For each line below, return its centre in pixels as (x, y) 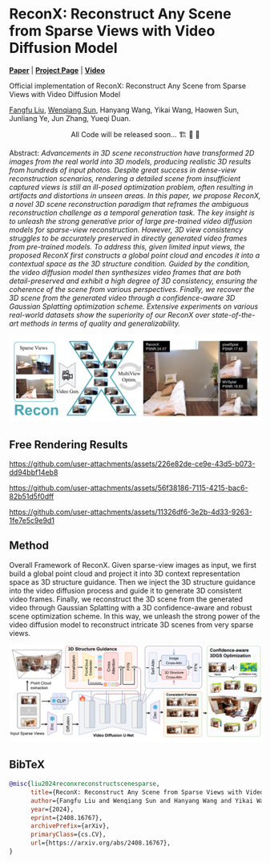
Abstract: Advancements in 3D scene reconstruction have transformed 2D (132, 152)
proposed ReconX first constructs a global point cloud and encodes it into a (135, 255)
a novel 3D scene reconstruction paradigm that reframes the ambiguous (129, 204)
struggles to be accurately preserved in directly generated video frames (128, 238)
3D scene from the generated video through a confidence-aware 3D (122, 298)
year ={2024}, (52, 809)
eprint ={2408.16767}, (66, 818)
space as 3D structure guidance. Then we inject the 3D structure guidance (132, 581)
